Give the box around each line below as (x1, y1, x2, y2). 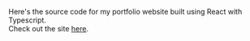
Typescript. (8, 15, 47, 25)
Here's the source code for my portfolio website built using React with (8, 7, 243, 16)
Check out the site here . (8, 24, 89, 33)
